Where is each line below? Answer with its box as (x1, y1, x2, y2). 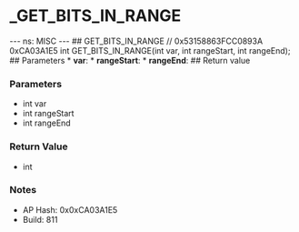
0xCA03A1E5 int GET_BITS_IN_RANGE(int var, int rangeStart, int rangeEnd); (9, 45, 291, 55)
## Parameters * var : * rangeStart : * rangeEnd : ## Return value (9, 55, 251, 66)
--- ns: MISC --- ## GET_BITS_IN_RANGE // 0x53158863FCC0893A (9, 35, 264, 46)
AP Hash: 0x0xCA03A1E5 (22, 204, 118, 215)
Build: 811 (22, 214, 58, 225)
